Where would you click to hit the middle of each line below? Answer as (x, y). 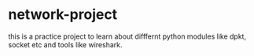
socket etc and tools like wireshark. (65, 44)
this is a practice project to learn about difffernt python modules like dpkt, (127, 36)
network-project (63, 15)
